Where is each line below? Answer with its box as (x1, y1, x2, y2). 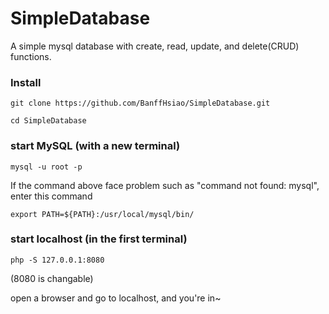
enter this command (10, 190, 93, 202)
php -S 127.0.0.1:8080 (10, 255, 105, 265)
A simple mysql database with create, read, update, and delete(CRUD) (10, 40, 300, 52)
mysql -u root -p (10, 162, 83, 172)
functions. (10, 50, 52, 62)
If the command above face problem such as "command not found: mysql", (10, 179, 320, 191)
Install (10, 75, 42, 89)
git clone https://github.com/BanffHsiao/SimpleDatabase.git (10, 98, 271, 109)
